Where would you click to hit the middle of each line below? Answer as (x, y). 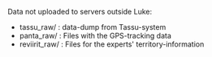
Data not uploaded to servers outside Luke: (80, 12)
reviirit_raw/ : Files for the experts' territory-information (112, 44)
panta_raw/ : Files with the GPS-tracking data (95, 36)
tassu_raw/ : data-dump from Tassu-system (93, 27)
